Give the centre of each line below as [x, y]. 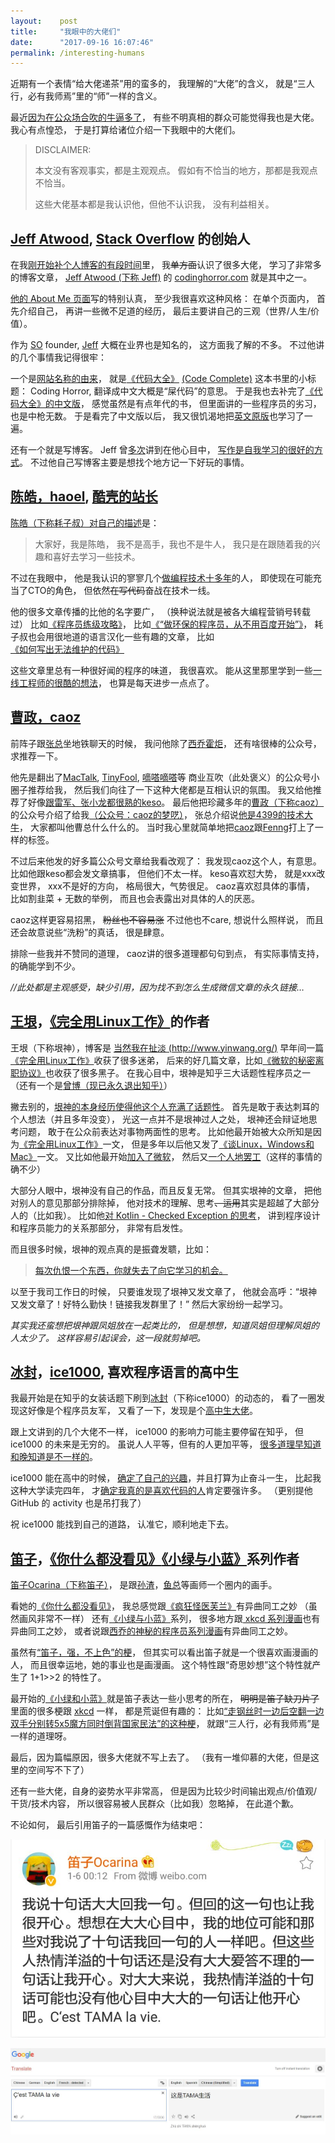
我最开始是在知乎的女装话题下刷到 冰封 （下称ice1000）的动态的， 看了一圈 [163, 1398]
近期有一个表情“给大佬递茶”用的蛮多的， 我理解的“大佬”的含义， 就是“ [154, 84]
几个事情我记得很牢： [62, 357]
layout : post [44, 21]
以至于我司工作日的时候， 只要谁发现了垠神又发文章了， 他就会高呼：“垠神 [164, 1291]
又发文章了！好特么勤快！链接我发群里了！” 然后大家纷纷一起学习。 [149, 1304]
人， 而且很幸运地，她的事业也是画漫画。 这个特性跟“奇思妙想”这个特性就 [161, 1665]
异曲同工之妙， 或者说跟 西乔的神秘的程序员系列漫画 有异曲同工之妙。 [151, 1631]
